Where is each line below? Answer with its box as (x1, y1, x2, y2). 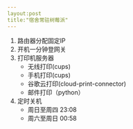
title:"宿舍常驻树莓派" (7, 17, 69, 23)
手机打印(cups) (27, 70, 71, 79)
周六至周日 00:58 (27, 114, 78, 122)
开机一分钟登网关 (17, 45, 66, 53)
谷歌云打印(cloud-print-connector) (27, 79, 127, 88)
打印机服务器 (17, 53, 54, 62)
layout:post (7, 10, 42, 17)
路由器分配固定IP (17, 36, 66, 45)
